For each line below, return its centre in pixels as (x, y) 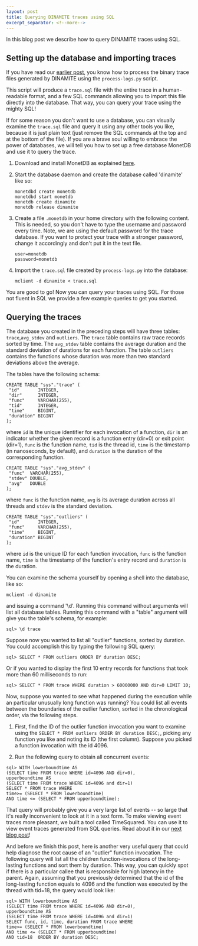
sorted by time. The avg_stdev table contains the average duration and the (96, 344)
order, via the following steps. (42, 715)
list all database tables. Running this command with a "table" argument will (97, 612)
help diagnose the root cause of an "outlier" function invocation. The (89, 853)
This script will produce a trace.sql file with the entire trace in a (84, 90)
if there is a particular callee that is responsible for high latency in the (90, 872)
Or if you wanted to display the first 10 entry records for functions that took (97, 668)
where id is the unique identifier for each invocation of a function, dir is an (97, 432)
